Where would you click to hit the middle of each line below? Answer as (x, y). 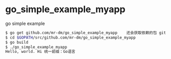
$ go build (17, 42)
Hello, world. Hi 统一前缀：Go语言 (40, 52)
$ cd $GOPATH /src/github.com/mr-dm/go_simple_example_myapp (71, 37)
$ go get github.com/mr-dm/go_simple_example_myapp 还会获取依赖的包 (81, 33)
